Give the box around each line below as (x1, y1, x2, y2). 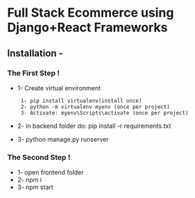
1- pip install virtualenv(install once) (20, 97, 142, 104)
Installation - (7, 47, 64, 59)
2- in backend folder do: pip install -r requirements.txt (17, 122, 171, 130)
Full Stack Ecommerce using (7, 5, 174, 21)
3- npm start (17, 183, 53, 192)
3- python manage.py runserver (17, 135, 109, 143)
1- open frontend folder (17, 168, 85, 176)
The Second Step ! (7, 152, 71, 162)
